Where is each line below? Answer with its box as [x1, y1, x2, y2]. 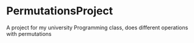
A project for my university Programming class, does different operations [6, 24, 189, 31]
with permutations [6, 30, 52, 37]
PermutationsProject [6, 4, 113, 18]
